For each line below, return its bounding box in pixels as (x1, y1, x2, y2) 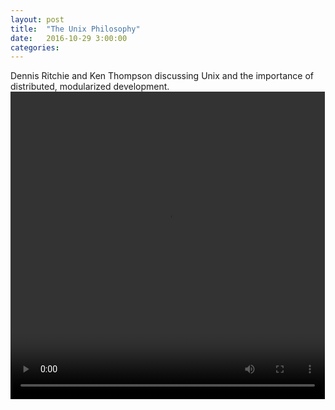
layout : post (10, 14, 65, 25)
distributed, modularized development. (10, 81, 170, 93)
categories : (10, 42, 60, 53)
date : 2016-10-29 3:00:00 (10, 33, 128, 43)
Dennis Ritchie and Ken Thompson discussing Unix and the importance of (10, 70, 314, 82)
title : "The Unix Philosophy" (10, 24, 141, 34)
